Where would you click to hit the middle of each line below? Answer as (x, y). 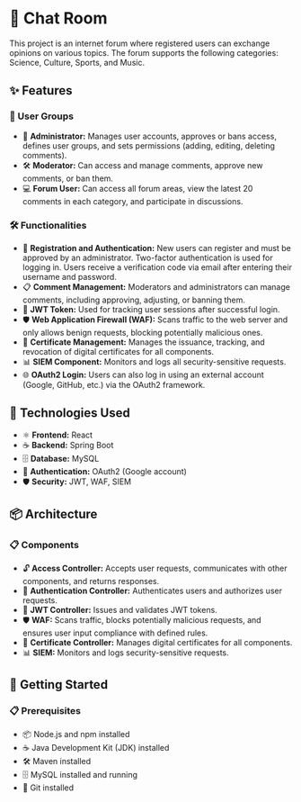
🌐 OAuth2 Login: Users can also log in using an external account (143, 374)
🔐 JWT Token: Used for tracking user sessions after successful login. (151, 309)
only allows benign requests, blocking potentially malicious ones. (142, 332)
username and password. (69, 276)
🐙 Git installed (48, 788)
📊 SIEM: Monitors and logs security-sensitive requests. (125, 653)
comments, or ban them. (68, 178)
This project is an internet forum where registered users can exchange (140, 43)
